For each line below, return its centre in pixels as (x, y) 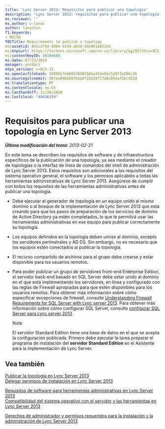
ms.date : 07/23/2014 (26, 60)
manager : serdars (23, 65)
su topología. (25, 227)
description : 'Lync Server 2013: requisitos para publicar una (71, 14)
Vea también (25, 364)
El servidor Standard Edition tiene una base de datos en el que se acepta (86, 333)
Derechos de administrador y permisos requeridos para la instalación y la (79, 416)
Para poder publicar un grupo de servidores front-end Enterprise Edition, (86, 272)
